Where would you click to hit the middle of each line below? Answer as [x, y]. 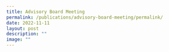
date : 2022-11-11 [28, 23]
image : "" [19, 39]
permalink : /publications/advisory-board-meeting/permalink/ [85, 17]
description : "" [27, 34]
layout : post [23, 28]
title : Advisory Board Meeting [46, 12]
